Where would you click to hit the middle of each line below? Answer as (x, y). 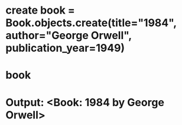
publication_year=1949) (65, 48)
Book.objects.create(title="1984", (91, 23)
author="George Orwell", (69, 36)
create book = (40, 10)
